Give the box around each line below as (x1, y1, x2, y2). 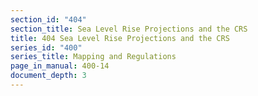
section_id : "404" (10, 14, 87, 25)
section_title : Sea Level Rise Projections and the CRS (10, 24, 248, 34)
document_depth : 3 (10, 71, 87, 81)
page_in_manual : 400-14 (10, 61, 110, 71)
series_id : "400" (10, 42, 83, 53)
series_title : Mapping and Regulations (10, 52, 177, 62)
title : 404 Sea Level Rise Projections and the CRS (10, 33, 230, 43)
